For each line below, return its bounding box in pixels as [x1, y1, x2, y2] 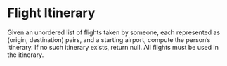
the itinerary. [7, 51, 44, 59]
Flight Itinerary [7, 5, 96, 21]
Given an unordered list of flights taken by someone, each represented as [7, 28, 220, 37]
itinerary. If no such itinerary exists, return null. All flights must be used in [7, 43, 219, 51]
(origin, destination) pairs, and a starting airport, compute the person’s [7, 35, 211, 44]
